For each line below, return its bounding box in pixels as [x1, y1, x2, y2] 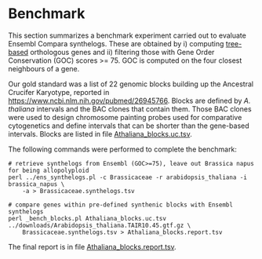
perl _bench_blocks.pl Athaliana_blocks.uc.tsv [8, 214, 167, 222]
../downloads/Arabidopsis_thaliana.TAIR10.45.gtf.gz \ [8, 221, 191, 229]
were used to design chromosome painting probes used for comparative [8, 112, 242, 122]
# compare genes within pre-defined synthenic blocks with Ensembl [8, 201, 234, 209]
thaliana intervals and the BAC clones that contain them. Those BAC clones [8, 104, 253, 114]
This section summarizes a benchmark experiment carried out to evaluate [8, 31, 247, 40]
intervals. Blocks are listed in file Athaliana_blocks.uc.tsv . [8, 129, 192, 138]
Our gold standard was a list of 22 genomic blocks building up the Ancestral [8, 79, 253, 89]
